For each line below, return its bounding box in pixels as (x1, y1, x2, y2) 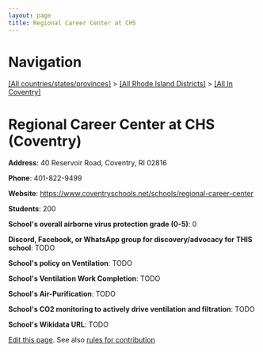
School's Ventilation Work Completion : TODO (8, 274, 161, 283)
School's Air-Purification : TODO (8, 290, 116, 299)
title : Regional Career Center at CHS (8, 19, 136, 27)
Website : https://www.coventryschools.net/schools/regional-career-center (8, 189, 253, 199)
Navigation (8, 53, 82, 71)
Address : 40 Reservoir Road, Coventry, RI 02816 (8, 158, 168, 168)
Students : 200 (8, 204, 56, 214)
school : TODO (8, 243, 55, 253)
